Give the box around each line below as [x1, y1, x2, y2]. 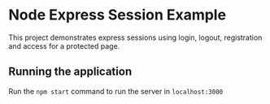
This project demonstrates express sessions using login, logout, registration [8, 32, 263, 42]
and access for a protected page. [8, 41, 120, 50]
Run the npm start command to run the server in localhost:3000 [8, 86, 224, 96]
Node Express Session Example [8, 6, 226, 24]
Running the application [8, 65, 133, 79]
